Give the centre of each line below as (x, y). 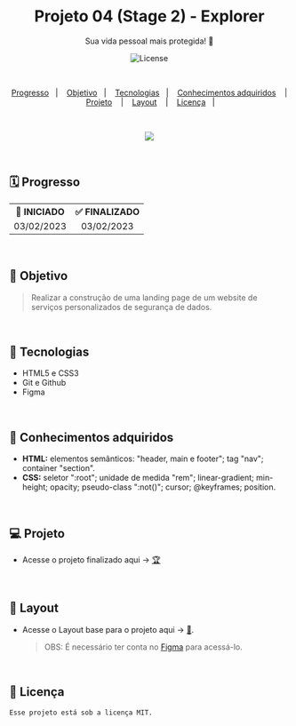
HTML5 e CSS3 (50, 373)
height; (35, 487)
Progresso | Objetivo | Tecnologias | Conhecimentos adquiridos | (149, 92)
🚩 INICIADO (40, 211)
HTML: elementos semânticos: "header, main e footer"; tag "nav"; (143, 459)
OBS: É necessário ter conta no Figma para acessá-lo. (143, 647)
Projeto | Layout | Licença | (150, 102)
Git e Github (44, 383)
